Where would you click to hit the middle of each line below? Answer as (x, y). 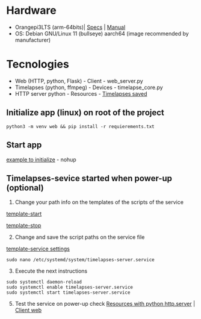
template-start (24, 214)
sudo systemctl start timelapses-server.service (68, 293)
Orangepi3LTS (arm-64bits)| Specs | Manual (70, 27)
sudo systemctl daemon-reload (44, 282)
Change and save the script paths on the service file (80, 237)
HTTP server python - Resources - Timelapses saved (81, 93)
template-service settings (38, 249)
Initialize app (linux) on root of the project (85, 113)
